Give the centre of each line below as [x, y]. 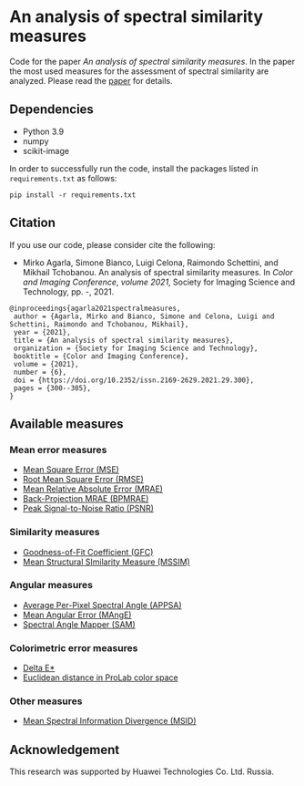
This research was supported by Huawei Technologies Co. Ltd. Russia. [142, 771]
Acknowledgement [65, 750]
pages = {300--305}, [52, 388]
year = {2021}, [42, 332]
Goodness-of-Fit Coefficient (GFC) [88, 552]
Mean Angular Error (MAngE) [77, 615]
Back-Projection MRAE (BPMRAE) [86, 499]
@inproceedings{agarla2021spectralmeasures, [95, 308]
